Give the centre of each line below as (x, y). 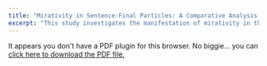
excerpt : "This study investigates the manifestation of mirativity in (129, 23)
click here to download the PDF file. (66, 54)
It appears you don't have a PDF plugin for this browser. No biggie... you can (133, 45)
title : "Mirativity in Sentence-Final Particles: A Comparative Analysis (133, 16)
